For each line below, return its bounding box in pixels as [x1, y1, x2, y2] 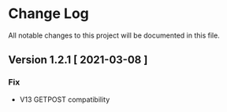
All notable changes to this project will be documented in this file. [8, 31, 221, 40]
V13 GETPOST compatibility [19, 95, 110, 104]
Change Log [8, 5, 89, 23]
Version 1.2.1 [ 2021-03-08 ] [8, 53, 148, 67]
